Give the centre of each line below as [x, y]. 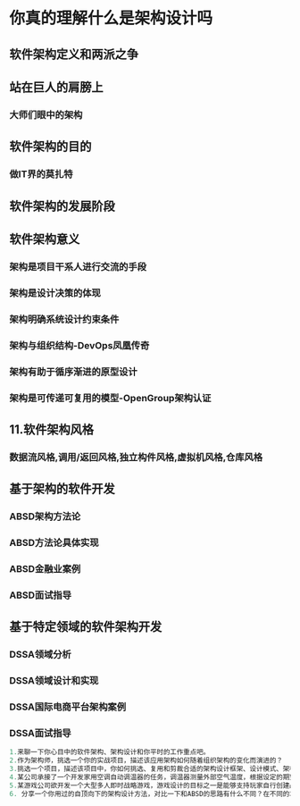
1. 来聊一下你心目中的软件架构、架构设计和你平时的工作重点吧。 [110, 752]
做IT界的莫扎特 [41, 174]
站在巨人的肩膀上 [56, 87]
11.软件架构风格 [52, 429]
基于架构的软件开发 [62, 489]
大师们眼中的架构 [46, 114]
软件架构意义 [45, 239]
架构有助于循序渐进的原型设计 [74, 372]
